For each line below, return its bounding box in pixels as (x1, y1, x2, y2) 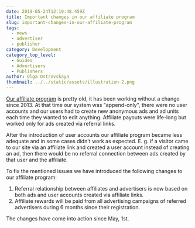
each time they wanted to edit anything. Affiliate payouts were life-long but (6, 114, 186, 120)
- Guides (11, 57, 33, 63)
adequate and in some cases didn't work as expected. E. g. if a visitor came (6, 138, 189, 144)
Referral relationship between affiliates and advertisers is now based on (14, 185, 188, 192)
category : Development (6, 47, 61, 53)
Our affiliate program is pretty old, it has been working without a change (6, 95, 180, 102)
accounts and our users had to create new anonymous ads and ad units (6, 108, 179, 115)
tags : (6, 25, 19, 31)
